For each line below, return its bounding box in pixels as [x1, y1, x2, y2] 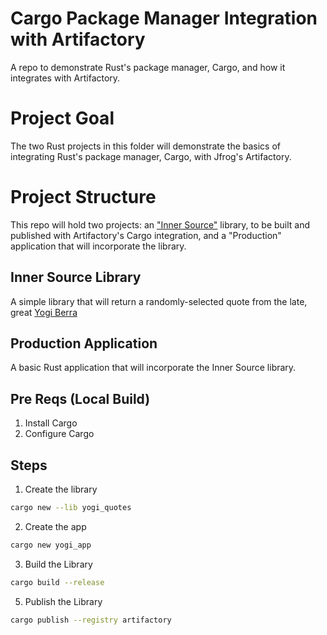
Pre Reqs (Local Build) [10, 390, 151, 407]
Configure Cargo [24, 428, 95, 440]
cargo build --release [10, 577, 105, 587]
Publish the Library [24, 595, 103, 607]
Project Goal [10, 107, 115, 130]
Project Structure [10, 186, 157, 209]
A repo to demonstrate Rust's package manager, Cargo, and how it [10, 61, 286, 73]
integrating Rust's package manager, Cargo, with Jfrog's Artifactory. [10, 150, 292, 162]
